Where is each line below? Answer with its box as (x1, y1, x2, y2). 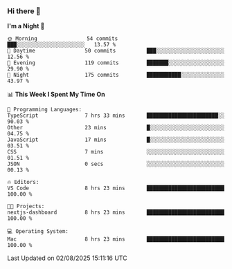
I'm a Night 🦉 (7, 22, 45, 30)
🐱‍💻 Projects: (7, 203, 45, 210)
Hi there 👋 (7, 6, 42, 16)
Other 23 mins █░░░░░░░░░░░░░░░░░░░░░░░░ (7, 124, 225, 131)
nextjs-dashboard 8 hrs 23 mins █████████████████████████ (7, 209, 225, 216)
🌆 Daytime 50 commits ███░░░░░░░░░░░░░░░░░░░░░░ (7, 48, 225, 55)
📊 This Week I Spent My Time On (7, 90, 105, 99)
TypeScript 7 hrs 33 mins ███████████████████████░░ (7, 112, 225, 120)
